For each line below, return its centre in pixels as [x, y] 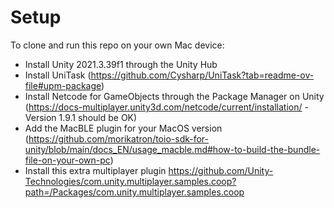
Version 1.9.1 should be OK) [81, 117]
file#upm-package [63, 85]
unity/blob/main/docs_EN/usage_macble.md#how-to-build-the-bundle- [172, 149]
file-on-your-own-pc [67, 160]
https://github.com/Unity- [221, 170]
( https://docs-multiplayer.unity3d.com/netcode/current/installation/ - [166, 107]
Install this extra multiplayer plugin [95, 170]
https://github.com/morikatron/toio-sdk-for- [119, 138]
